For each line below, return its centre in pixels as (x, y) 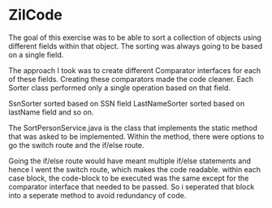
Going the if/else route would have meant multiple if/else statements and (130, 161)
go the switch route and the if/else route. (76, 145)
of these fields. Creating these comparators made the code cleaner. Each (131, 79)
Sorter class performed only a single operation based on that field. (120, 88)
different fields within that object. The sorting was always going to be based (136, 45)
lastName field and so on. (51, 112)
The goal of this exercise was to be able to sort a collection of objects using (135, 37)
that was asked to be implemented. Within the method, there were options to (136, 136)
